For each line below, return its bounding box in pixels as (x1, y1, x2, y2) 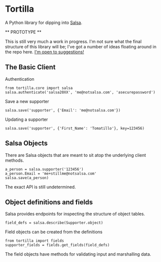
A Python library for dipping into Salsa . (5, 20, 83, 25)
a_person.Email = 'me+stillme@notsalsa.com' (5, 171, 97, 176)
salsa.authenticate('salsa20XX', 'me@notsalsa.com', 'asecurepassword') (5, 89, 156, 95)
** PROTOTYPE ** (5, 29, 42, 35)
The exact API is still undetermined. (5, 184, 76, 190)
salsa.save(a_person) (5, 175, 49, 180)
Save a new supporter (5, 98, 50, 104)
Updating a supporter (5, 116, 48, 122)
